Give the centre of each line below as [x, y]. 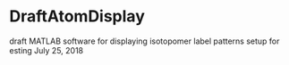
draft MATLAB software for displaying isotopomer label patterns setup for [144, 41]
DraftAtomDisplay [77, 16]
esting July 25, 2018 [47, 50]
